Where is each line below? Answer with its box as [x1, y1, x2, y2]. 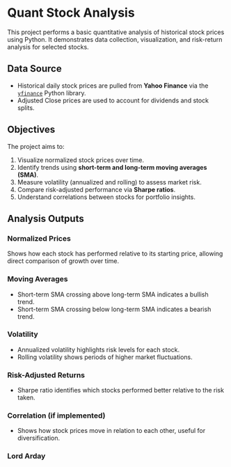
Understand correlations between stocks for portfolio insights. [17, 193, 196, 201]
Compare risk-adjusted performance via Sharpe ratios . [17, 185, 176, 193]
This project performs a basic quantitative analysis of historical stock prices [7, 28, 225, 36]
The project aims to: [7, 142, 65, 150]
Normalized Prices [7, 233, 71, 243]
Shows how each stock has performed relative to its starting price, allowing [7, 249, 223, 258]
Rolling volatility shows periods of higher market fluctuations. [17, 353, 193, 361]
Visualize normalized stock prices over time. [17, 155, 145, 164]
